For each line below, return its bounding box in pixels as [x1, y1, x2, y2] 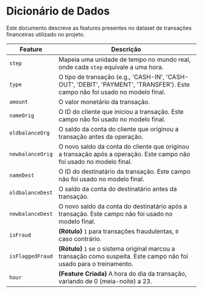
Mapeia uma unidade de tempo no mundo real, [58, 55, 191, 64]
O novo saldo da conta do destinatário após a [58, 202, 187, 210]
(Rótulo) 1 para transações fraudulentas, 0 [58, 227, 179, 235]
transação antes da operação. [58, 132, 144, 140]
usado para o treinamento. [58, 259, 134, 268]
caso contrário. [58, 234, 101, 243]
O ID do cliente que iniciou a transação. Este [58, 107, 184, 116]
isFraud [9, 231, 31, 239]
